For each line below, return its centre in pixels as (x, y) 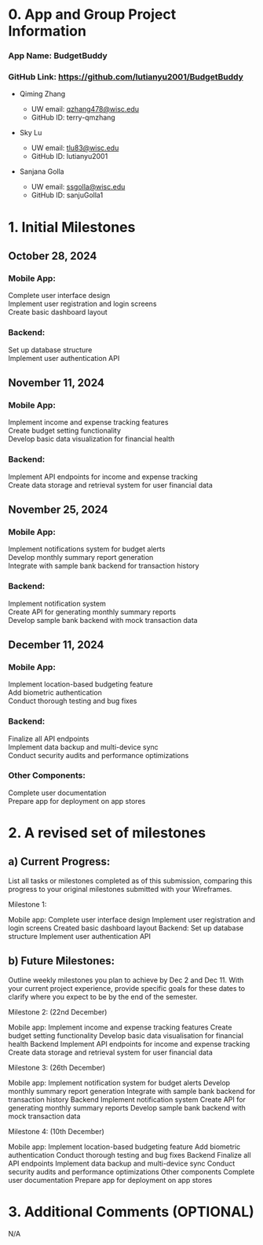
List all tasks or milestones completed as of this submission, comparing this (130, 880)
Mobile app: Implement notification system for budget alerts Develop (119, 1082)
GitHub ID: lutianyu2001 (69, 157)
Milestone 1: (27, 904)
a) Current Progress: (59, 862)
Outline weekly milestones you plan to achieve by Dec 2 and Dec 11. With (126, 980)
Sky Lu (31, 133)
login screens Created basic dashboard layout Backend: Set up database (126, 928)
